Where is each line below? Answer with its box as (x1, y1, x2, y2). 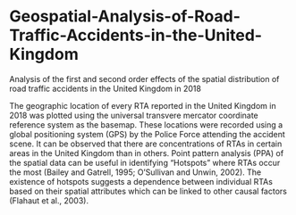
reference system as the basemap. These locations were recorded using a (9, 119, 283, 130)
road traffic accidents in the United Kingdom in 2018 (9, 83, 201, 94)
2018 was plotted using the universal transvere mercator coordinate (9, 110, 259, 120)
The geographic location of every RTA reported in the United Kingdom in (9, 100, 276, 111)
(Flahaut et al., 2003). (9, 194, 89, 206)
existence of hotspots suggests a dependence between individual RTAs (9, 176, 273, 186)
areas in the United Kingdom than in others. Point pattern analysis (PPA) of (9, 147, 284, 158)
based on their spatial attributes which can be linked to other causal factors (9, 186, 288, 196)
